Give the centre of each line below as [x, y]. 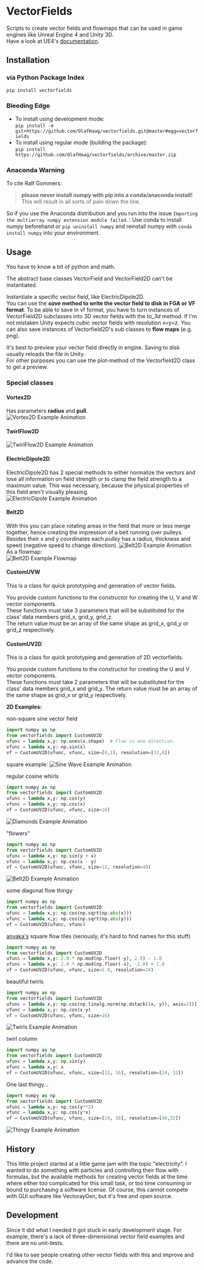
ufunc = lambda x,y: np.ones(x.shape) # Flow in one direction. [91, 741]
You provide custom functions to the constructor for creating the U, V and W [102, 597]
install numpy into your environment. [53, 233]
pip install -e [34, 126]
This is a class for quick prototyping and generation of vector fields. [91, 585]
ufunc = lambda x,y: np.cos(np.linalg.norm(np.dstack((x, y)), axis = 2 [98, 1004]
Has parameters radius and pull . [47, 411]
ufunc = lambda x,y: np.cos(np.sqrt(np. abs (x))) [69, 913]
